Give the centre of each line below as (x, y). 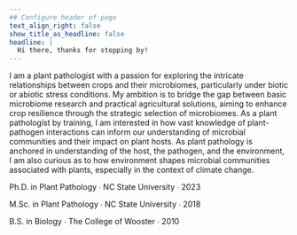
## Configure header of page (63, 17)
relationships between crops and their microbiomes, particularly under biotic (149, 85)
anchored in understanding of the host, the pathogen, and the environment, (147, 151)
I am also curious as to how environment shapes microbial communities (140, 161)
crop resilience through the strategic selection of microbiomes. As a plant (143, 114)
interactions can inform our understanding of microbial (146, 132)
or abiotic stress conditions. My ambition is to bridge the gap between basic (148, 95)
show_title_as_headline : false (67, 34)
